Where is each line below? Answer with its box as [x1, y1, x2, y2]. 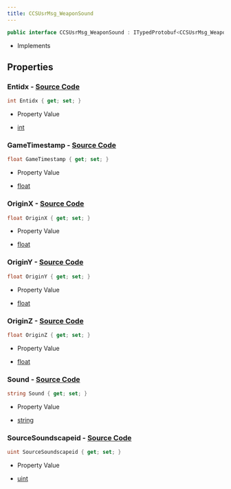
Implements [16, 41, 51, 50]
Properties [7, 61, 54, 73]
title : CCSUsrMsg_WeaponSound [7, 10, 94, 17]
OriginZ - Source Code [7, 316, 84, 325]
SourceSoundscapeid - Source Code [7, 433, 132, 442]
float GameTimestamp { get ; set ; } [7, 156, 109, 163]
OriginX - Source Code [7, 199, 85, 208]
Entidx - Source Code [7, 82, 80, 91]
